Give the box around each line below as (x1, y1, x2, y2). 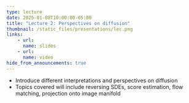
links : (6, 32, 23, 38)
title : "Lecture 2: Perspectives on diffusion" (6, 20, 131, 26)
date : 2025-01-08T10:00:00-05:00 (6, 15, 92, 21)
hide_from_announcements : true (6, 60, 87, 66)
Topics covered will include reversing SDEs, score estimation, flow (15, 83, 183, 90)
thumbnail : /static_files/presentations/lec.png (6, 26, 133, 32)
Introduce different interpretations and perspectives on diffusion (15, 77, 178, 84)
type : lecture (6, 9, 43, 15)
